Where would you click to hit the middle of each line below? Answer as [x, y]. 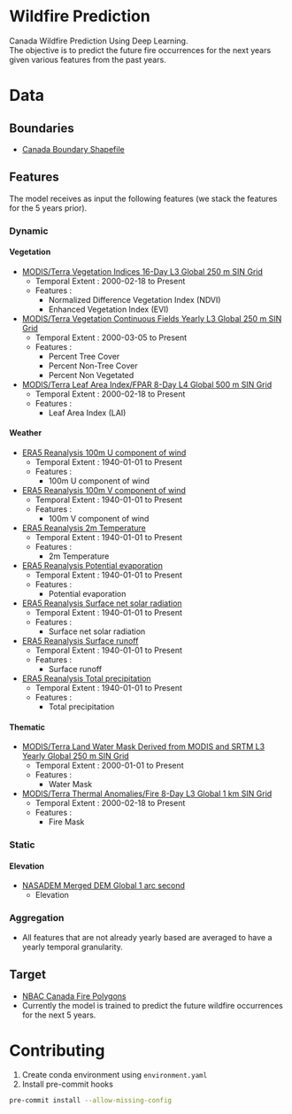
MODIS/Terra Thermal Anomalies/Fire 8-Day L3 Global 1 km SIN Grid [147, 793]
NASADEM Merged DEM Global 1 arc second [104, 886]
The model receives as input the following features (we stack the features [143, 198]
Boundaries [42, 128]
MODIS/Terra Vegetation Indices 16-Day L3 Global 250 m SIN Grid [142, 271]
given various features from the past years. [88, 59]
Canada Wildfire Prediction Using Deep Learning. [99, 41]
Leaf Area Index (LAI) [87, 413]
